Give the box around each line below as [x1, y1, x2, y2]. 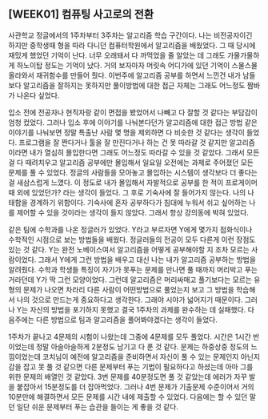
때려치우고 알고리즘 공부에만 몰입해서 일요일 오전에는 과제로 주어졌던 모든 [25, 157, 254, 167]
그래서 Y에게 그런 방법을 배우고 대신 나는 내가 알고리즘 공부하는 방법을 [38, 255, 256, 264]
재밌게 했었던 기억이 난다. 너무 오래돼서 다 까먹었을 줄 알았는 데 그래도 [8, 50, 226, 60]
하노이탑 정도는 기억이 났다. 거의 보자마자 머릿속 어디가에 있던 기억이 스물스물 [16, 60, 258, 70]
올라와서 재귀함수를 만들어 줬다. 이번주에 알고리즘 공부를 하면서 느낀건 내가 [8, 71, 242, 80]
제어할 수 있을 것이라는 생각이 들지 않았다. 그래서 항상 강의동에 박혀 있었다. [16, 207, 250, 217]
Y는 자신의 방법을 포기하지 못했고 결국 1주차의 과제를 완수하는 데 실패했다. [16, 304, 246, 314]
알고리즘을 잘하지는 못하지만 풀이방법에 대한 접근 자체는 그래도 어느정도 [22, 80, 246, 90]
